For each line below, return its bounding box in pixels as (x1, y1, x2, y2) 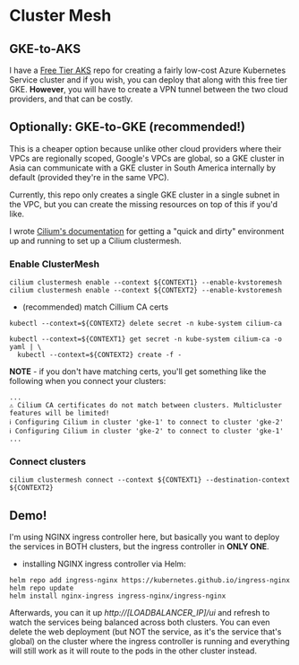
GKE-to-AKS (9, 41, 81, 57)
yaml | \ (9, 343, 42, 352)
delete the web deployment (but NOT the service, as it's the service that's (9, 626, 282, 637)
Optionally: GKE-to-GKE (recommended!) (9, 119, 246, 135)
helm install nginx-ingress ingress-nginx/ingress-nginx (9, 591, 226, 601)
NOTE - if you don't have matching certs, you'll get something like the (9, 366, 267, 377)
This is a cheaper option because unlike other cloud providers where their (9, 143, 282, 153)
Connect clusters (9, 455, 87, 468)
